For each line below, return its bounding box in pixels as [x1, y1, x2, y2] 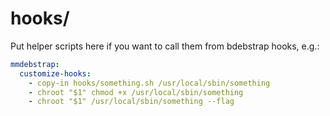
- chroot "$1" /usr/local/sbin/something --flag [28, 97, 235, 107]
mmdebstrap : [10, 59, 60, 69]
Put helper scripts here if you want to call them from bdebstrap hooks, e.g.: [10, 40, 320, 52]
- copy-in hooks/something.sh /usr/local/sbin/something [28, 78, 271, 88]
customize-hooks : [19, 68, 92, 79]
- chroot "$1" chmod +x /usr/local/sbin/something [28, 87, 244, 97]
